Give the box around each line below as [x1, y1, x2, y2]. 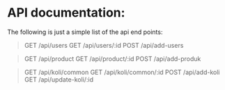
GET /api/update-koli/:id [24, 75, 94, 84]
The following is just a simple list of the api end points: [7, 28, 163, 36]
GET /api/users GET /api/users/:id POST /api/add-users [24, 41, 184, 49]
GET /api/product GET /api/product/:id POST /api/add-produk [24, 54, 201, 63]
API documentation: [7, 5, 125, 21]
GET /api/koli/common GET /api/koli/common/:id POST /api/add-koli [24, 68, 221, 76]
